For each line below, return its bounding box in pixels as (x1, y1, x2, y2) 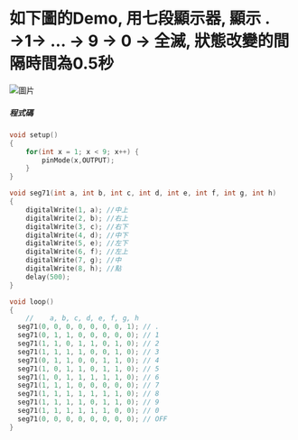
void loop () (9, 297, 54, 307)
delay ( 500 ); (25, 272, 70, 281)
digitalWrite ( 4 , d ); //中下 (25, 231, 128, 240)
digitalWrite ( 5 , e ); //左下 (25, 239, 128, 248)
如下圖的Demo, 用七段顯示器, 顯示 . (9, 8, 270, 29)
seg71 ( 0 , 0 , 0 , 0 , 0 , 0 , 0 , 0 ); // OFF (17, 414, 168, 424)
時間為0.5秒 (25, 53, 115, 74)
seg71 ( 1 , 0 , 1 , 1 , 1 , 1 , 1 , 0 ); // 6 (17, 372, 160, 381)
